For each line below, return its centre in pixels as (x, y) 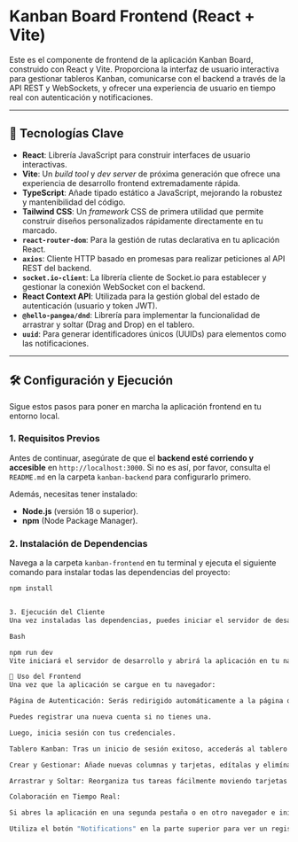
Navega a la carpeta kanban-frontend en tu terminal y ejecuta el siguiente (143, 563)
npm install (31, 589)
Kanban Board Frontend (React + (132, 16)
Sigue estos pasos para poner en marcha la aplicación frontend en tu (135, 406)
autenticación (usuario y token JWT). (90, 305)
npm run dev (31, 652)
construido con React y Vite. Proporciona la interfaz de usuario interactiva (144, 69)
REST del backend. (57, 268)
